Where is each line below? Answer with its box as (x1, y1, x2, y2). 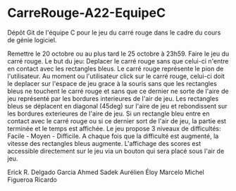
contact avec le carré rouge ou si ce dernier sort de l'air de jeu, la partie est (7, 116, 227, 125)
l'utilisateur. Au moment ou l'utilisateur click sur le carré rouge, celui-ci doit (7, 72, 225, 80)
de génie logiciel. (7, 35, 57, 44)
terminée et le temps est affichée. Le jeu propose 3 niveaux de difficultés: (7, 124, 221, 133)
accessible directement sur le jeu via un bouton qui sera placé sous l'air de (7, 147, 225, 155)
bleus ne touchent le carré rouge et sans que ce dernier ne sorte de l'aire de (7, 87, 229, 95)
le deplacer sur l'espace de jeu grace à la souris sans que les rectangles (7, 79, 217, 87)
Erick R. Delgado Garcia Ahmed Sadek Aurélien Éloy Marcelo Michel (7, 168, 204, 176)
